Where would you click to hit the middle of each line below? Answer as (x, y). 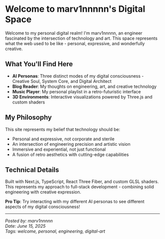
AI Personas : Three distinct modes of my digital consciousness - (78, 76)
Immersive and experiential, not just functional (59, 149)
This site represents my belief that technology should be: (63, 129)
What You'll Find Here (39, 64)
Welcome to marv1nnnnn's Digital (75, 9)
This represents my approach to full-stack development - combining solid (80, 187)
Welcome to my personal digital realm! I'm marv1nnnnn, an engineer (74, 33)
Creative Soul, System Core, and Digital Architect (62, 81)
